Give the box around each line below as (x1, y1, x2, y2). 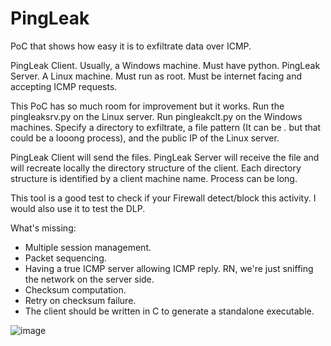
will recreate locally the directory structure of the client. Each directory (10, 162, 302, 174)
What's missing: (10, 222, 77, 234)
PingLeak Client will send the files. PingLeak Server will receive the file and (10, 151, 320, 163)
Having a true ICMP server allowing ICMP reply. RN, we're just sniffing (24, 262, 314, 274)
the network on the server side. (24, 273, 155, 285)
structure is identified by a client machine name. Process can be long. (10, 172, 298, 184)
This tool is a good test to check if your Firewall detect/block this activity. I (10, 192, 317, 204)
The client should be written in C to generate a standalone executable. (24, 305, 315, 317)
